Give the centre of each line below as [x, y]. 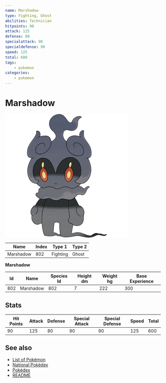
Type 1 [60, 247]
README [21, 376]
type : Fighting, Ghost [28, 16]
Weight [110, 276]
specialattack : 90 [24, 42]
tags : [11, 62]
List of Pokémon [29, 360]
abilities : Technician [28, 21]
